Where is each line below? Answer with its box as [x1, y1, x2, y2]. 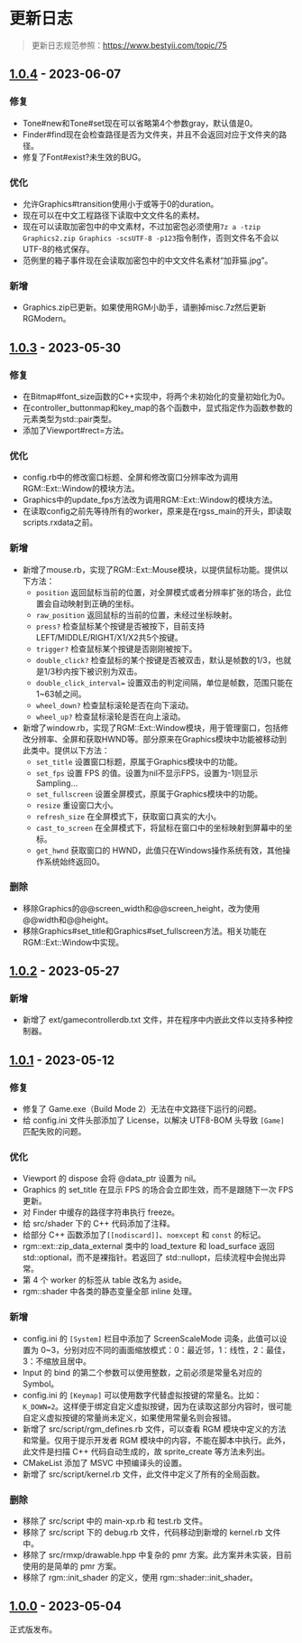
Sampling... [35, 778, 78, 789]
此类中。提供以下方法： [22, 744, 110, 755]
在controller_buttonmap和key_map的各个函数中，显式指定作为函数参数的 [22, 402, 293, 413]
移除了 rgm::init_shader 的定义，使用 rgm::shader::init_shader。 [22, 1573, 259, 1583]
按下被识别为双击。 [70, 666, 142, 677]
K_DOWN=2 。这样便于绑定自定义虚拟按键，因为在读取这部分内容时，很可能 [22, 1401, 293, 1412]
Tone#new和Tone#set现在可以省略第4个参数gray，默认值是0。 [22, 117, 259, 128]
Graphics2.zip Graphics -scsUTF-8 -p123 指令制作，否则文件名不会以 [22, 232, 279, 243]
